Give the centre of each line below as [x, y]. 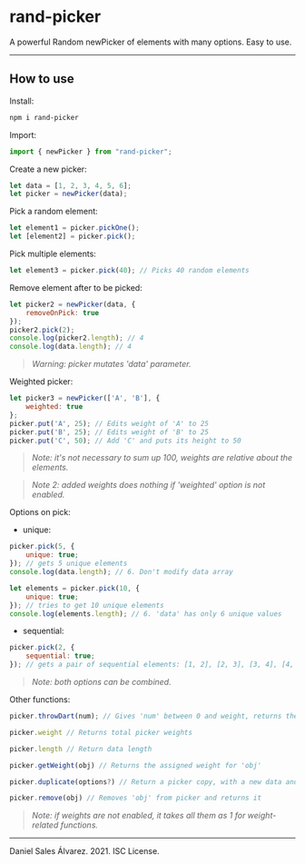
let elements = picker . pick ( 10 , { [75, 588]
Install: [22, 101]
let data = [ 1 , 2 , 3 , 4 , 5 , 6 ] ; [71, 185]
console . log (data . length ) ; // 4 [70, 347]
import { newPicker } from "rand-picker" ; [91, 152]
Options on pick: [40, 512]
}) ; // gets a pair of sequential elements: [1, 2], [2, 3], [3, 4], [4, [152, 665]
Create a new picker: [49, 169]
